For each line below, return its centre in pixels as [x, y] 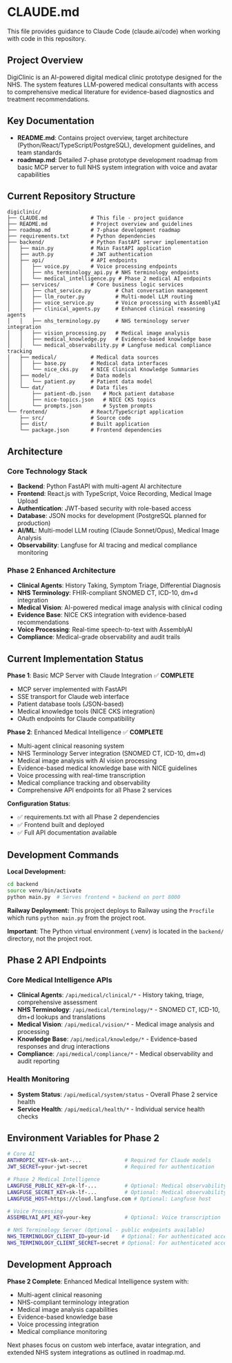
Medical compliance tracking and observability [84, 783]
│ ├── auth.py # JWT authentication [80, 255]
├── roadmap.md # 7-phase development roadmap [94, 230]
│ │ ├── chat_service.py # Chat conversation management [108, 291]
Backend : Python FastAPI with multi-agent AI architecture [99, 486]
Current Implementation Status [75, 659]
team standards [39, 152]
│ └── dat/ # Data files [68, 388]
